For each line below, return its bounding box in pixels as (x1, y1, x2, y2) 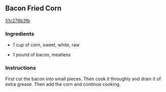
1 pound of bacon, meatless (12, 52, 71, 58)
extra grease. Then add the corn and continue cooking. (5, 81, 121, 87)
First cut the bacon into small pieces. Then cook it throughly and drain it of (5, 76, 161, 82)
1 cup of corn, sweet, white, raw (12, 42, 80, 48)
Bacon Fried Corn (5, 4, 62, 13)
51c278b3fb (5, 17, 30, 23)
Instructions (5, 65, 37, 72)
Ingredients (5, 30, 35, 37)
